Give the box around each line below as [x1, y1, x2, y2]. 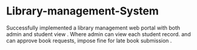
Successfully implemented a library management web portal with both [6, 24, 181, 31]
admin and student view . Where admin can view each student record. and [6, 30, 191, 37]
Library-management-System [6, 4, 159, 18]
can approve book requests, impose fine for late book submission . [6, 37, 172, 44]
